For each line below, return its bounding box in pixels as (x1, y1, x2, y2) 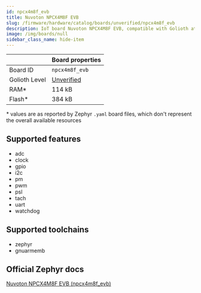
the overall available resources (6, 117, 82, 123)
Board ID (9, 66, 34, 74)
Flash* (9, 95, 29, 103)
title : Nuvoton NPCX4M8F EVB (6, 14, 79, 20)
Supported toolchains (6, 225, 89, 235)
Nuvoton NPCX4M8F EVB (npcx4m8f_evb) (6, 280, 112, 288)
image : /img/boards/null (6, 31, 68, 37)
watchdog (14, 207, 40, 215)
